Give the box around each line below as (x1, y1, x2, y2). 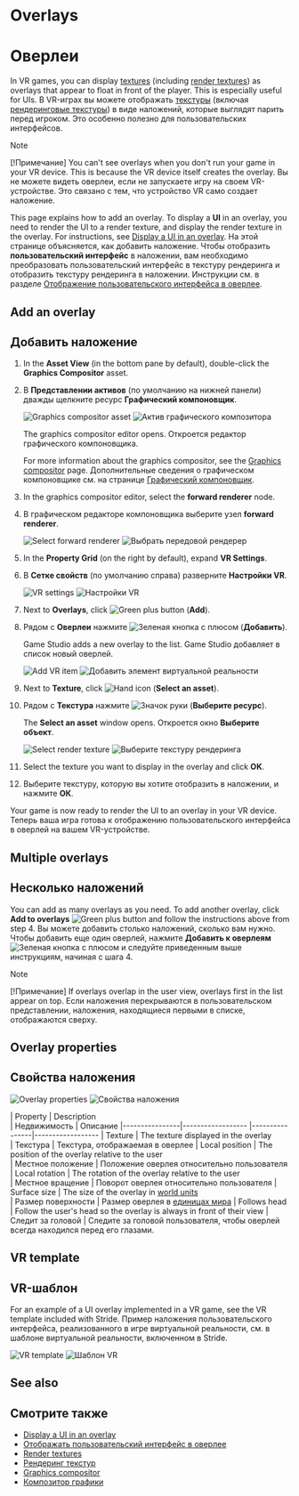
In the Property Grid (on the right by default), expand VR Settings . (22, 553, 268, 563)
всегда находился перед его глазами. (10, 1225, 155, 1235)
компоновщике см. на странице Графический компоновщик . (22, 474, 255, 485)
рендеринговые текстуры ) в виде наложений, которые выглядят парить (10, 104, 284, 115)
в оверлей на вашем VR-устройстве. (10, 824, 150, 835)
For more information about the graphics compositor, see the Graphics (22, 456, 282, 466)
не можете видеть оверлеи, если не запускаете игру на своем (10, 176, 249, 187)
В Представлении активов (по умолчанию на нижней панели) (22, 384, 262, 396)
